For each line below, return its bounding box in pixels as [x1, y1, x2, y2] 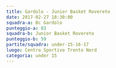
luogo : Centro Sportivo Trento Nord [6, 47, 97, 53]
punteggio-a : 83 [6, 25, 46, 31]
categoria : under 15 [6, 53, 58, 59]
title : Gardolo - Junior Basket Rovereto [6, 8, 111, 15]
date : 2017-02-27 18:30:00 [6, 14, 73, 20]
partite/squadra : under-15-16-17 [6, 42, 89, 48]
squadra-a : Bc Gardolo [6, 20, 62, 25]
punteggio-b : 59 [6, 36, 46, 42]
